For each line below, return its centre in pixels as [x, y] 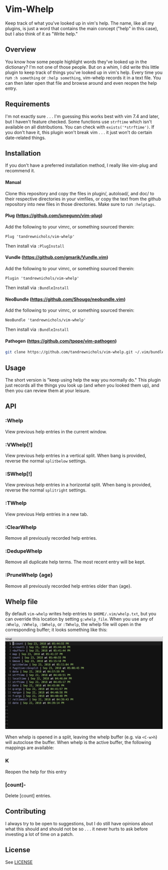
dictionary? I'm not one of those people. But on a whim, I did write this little [82, 67]
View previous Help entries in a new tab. [47, 514]
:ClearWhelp [21, 527]
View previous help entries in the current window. [56, 431]
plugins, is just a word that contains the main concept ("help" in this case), [82, 28]
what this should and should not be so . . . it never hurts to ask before [76, 829]
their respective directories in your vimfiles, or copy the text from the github [83, 199]
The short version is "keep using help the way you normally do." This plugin [83, 380]
